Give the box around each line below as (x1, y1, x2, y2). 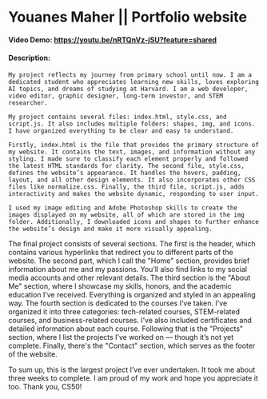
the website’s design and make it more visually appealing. (8, 225, 213, 233)
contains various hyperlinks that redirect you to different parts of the (8, 247, 233, 257)
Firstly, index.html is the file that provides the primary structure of (8, 141, 260, 149)
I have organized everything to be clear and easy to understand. (8, 126, 234, 135)
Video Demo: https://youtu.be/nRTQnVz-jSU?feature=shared (8, 34, 217, 44)
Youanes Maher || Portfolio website (8, 8, 248, 26)
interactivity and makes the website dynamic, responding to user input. (8, 190, 260, 198)
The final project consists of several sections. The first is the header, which (8, 238, 256, 248)
